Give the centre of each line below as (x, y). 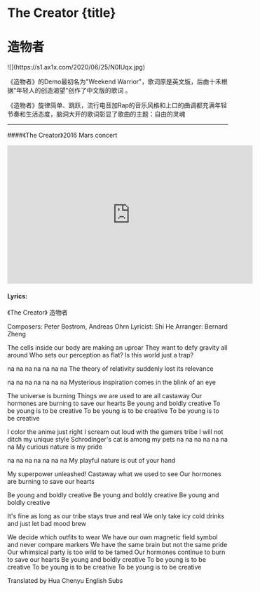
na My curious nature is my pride (55, 447)
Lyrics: (18, 296)
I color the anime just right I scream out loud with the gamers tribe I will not (115, 432)
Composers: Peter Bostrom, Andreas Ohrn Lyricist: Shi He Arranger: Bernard (117, 327)
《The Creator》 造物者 (37, 313)
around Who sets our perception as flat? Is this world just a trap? (101, 355)
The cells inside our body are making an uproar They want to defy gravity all (117, 348)
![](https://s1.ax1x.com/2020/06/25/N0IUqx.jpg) (76, 67)
